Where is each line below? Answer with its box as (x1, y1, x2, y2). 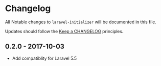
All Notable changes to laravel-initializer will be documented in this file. (5, 19, 157, 25)
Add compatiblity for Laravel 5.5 (12, 55, 77, 61)
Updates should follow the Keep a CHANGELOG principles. (5, 28, 124, 34)
